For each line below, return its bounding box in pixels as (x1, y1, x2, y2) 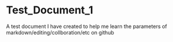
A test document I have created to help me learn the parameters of (6, 23, 167, 30)
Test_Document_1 (6, 3, 93, 17)
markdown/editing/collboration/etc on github (6, 29, 114, 36)
